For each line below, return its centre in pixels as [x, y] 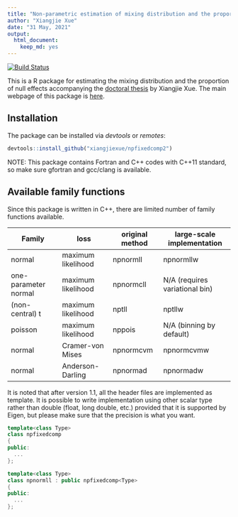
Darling [74, 375]
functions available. [36, 217]
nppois [124, 330]
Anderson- [81, 366]
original [135, 234]
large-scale [195, 234]
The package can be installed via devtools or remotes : [86, 135]
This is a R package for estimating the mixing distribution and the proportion [118, 81]
